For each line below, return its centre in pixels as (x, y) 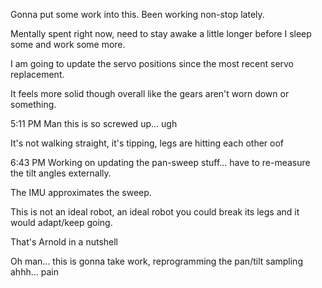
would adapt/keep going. (61, 222)
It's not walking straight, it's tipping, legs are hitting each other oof (147, 143)
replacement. (37, 74)
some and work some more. (68, 44)
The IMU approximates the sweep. (81, 192)
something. (33, 104)
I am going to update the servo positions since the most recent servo (152, 63)
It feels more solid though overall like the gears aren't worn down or (150, 93)
